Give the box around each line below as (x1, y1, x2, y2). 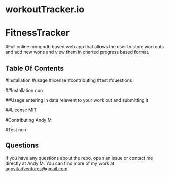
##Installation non (5, 87, 43, 93)
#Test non (5, 126, 26, 133)
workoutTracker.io (5, 4, 85, 15)
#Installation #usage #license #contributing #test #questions (5, 77, 132, 83)
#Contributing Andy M (5, 116, 52, 123)
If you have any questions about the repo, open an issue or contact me (5, 155, 153, 161)
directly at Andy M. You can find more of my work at (5, 160, 115, 166)
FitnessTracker (5, 27, 70, 39)
